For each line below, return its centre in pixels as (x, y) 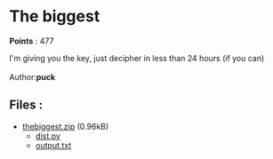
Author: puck (32, 76)
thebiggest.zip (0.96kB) (65, 126)
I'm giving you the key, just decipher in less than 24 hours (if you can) (137, 58)
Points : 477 (32, 41)
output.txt (53, 145)
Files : (26, 105)
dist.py (48, 136)
